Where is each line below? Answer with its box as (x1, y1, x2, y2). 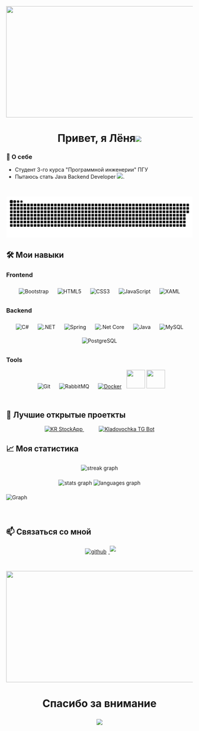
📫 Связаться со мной (6, 527, 92, 537)
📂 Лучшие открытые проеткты (6, 410, 126, 420)
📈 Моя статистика (6, 444, 79, 454)
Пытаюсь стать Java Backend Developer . (14, 173, 125, 181)
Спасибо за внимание (42, 697, 157, 710)
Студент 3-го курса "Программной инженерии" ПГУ (14, 166, 148, 173)
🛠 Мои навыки (6, 249, 64, 260)
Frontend (6, 270, 33, 279)
